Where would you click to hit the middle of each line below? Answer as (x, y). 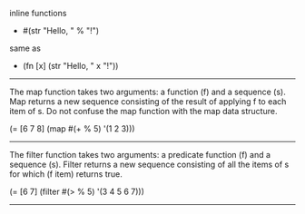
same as (25, 48)
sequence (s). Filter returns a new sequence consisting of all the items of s (149, 164)
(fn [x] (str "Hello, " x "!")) (70, 66)
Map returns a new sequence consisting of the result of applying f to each (148, 102)
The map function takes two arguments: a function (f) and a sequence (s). (148, 92)
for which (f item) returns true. (66, 174)
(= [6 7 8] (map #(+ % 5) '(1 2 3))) (72, 129)
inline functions (38, 13)
